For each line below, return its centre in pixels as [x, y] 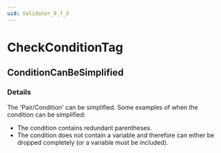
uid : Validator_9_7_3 [38, 13]
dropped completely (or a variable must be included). [93, 142]
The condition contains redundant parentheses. [85, 128]
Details [19, 92]
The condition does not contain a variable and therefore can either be [116, 135]
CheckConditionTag [65, 47]
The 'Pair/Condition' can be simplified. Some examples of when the [103, 107]
